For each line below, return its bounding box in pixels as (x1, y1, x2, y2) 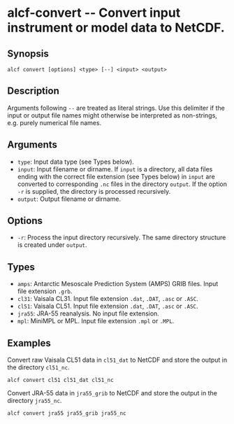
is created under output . (17, 241, 87, 249)
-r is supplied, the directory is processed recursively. (17, 187, 171, 195)
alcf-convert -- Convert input (7, 5, 181, 21)
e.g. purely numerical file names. (7, 118, 102, 127)
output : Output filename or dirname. (17, 195, 121, 203)
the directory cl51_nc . (7, 363, 70, 372)
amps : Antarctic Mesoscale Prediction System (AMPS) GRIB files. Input (17, 280, 219, 288)
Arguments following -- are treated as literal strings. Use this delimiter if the (7, 104, 225, 112)
